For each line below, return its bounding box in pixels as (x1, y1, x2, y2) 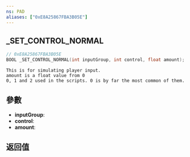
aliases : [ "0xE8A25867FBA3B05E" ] (6, 14, 88, 20)
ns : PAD (6, 8, 25, 15)
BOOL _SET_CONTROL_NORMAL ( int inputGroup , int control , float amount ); (6, 57, 185, 63)
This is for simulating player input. (6, 68, 101, 74)
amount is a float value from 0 (6, 73, 85, 79)
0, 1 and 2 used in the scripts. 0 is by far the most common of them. (6, 78, 185, 84)
